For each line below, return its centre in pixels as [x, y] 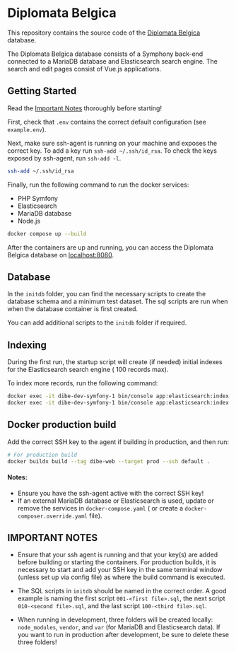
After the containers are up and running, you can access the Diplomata [111, 247]
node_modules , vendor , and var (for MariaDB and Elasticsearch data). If [119, 627]
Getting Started [42, 91]
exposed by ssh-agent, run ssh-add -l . [64, 158]
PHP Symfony [38, 198]
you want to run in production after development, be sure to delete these [123, 635]
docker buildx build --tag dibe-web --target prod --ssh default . [109, 461]
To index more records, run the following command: [83, 383]
